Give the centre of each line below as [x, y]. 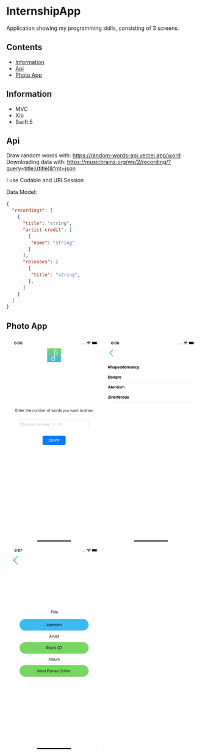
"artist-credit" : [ [47, 230]
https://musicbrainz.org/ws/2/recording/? [119, 162]
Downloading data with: [36, 162]
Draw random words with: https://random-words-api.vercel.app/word [94, 155]
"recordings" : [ [32, 211]
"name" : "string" [53, 243]
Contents [24, 47]
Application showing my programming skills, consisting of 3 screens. [93, 28]
